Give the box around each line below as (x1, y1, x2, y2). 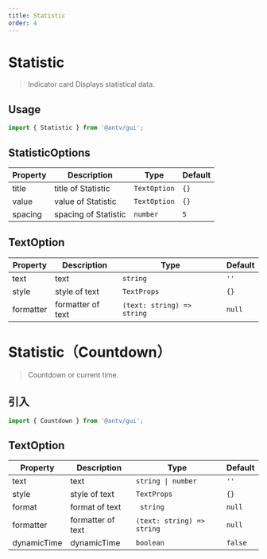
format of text (70, 502, 122, 513)
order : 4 (8, 19, 37, 27)
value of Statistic (54, 196, 117, 207)
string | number (135, 477, 197, 486)
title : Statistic (8, 11, 66, 20)
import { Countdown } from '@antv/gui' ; (8, 416, 145, 424)
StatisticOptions (8, 146, 91, 159)
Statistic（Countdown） (8, 343, 172, 361)
